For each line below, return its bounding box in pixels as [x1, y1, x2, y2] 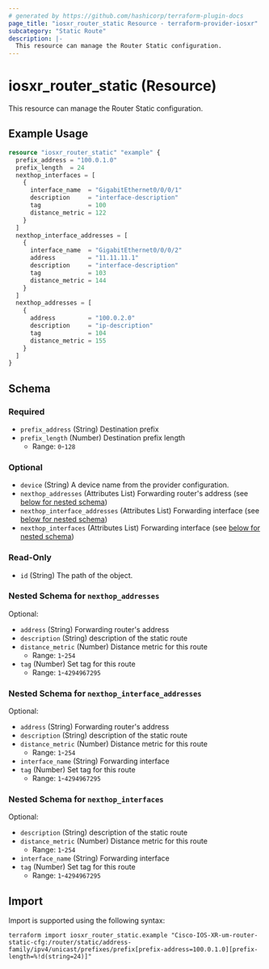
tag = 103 [29, 269, 107, 277]
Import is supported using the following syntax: [8, 916, 166, 925]
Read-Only [8, 552, 53, 563]
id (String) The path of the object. [19, 570, 133, 580]
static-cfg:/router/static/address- [8, 938, 132, 947]
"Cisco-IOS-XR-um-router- [170, 932, 258, 940]
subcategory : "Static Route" [8, 27, 107, 35]
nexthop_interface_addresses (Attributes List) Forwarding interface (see [19, 506, 260, 516]
